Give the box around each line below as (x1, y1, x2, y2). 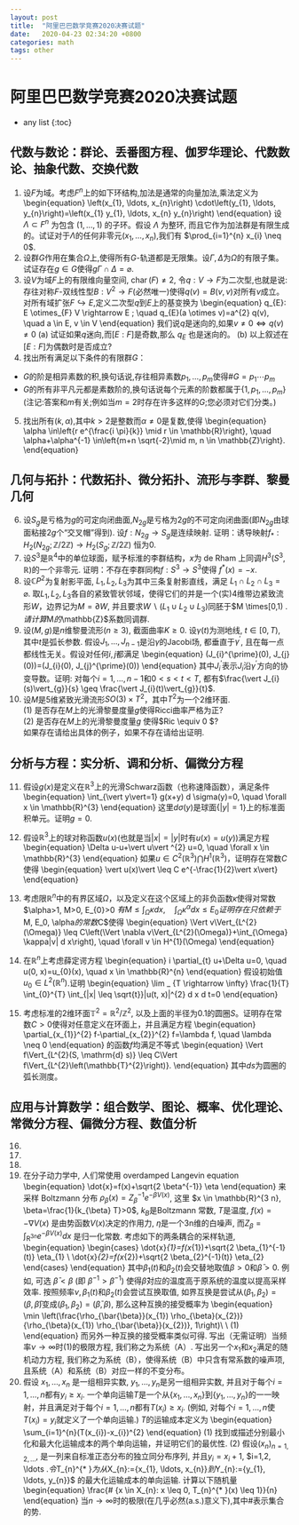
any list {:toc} (22, 117, 72, 128)
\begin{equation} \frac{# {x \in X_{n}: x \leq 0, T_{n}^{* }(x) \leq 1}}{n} (22, 1484, 278, 1495)
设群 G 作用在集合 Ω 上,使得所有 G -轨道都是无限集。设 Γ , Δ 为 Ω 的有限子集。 (22, 252, 284, 263)
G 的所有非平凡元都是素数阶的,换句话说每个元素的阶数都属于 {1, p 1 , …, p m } (22, 384, 287, 397)
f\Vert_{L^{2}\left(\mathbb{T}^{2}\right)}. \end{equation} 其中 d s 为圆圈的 (22, 1060, 287, 1070)
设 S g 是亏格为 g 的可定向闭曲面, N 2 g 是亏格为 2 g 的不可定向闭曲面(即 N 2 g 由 (22, 514, 282, 527)
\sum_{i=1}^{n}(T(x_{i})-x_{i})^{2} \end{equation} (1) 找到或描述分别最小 (22, 1427, 285, 1438)
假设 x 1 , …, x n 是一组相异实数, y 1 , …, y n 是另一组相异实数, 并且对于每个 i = (22, 1376, 283, 1389)
